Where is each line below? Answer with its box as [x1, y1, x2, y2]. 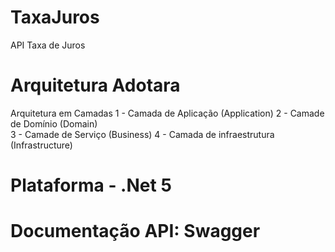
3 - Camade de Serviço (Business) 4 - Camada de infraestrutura [10, 128, 275, 140]
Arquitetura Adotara [10, 74, 181, 97]
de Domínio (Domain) [10, 117, 98, 130]
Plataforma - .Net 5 [10, 174, 172, 197]
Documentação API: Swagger [10, 220, 261, 243]
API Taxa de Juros [10, 39, 86, 51]
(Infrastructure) [10, 139, 73, 151]
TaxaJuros [10, 6, 100, 29]
